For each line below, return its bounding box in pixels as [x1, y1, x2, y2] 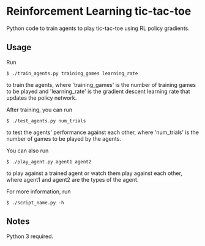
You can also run [6, 147, 49, 154]
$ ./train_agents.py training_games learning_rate [6, 70, 138, 76]
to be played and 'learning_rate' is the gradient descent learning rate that [6, 88, 191, 95]
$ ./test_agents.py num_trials [6, 117, 86, 124]
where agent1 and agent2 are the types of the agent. [6, 176, 139, 183]
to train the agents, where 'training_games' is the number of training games [6, 81, 196, 88]
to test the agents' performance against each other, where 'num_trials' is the [6, 129, 199, 136]
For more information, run [6, 188, 71, 195]
